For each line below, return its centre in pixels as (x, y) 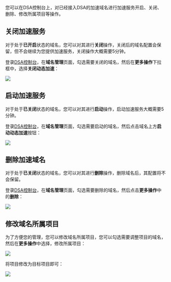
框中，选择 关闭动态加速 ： (32, 68)
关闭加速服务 (25, 31)
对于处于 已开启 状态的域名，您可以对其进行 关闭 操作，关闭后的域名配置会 (81, 44)
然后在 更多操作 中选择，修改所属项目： (45, 244)
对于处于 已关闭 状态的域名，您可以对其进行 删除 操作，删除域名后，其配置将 (83, 173)
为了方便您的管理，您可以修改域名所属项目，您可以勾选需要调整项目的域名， (85, 237)
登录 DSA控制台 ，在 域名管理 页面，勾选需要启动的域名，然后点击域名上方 (81, 126)
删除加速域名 (25, 160)
